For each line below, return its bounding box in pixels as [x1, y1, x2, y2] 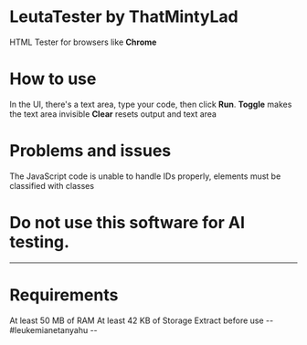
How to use [9, 68, 97, 89]
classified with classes [9, 180, 94, 191]
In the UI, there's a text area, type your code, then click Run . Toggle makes [9, 99, 292, 110]
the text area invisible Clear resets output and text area [9, 108, 217, 120]
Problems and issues [9, 141, 172, 162]
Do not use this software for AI [9, 213, 245, 233]
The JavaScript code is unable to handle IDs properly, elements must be [9, 171, 281, 182]
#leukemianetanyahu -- [9, 324, 98, 335]
